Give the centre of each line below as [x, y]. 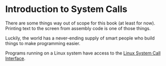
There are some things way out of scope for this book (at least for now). [80, 23]
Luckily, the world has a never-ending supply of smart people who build [80, 38]
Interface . [15, 58]
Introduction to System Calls [66, 9]
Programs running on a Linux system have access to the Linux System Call [83, 53]
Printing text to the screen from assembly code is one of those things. [78, 28]
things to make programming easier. [43, 43]
